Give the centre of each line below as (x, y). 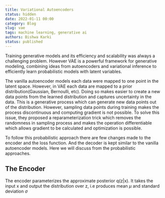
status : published (24, 42)
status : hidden (21, 14)
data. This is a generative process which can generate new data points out (81, 102)
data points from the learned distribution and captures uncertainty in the (78, 97)
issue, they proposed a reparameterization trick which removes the (73, 117)
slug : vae (15, 28)
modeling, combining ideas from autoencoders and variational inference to (81, 66)
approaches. (18, 153)
